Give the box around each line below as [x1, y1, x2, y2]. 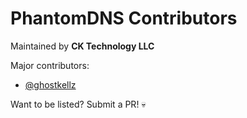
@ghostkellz [24, 78, 77, 91]
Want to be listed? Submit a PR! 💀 [10, 98, 147, 110]
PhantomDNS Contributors [10, 7, 238, 30]
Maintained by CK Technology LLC [10, 40, 155, 52]
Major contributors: [10, 59, 90, 71]
